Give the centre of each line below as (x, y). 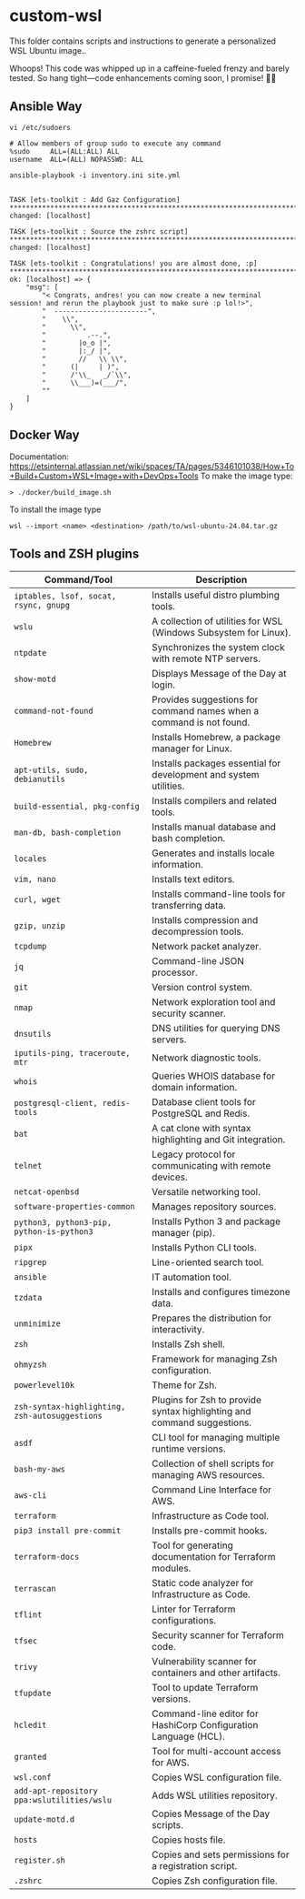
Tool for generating (192, 1545)
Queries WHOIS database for (213, 1076)
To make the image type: (246, 476)
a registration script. (194, 1865)
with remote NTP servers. (206, 658)
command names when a (205, 710)
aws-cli (30, 1495)
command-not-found (54, 711)
